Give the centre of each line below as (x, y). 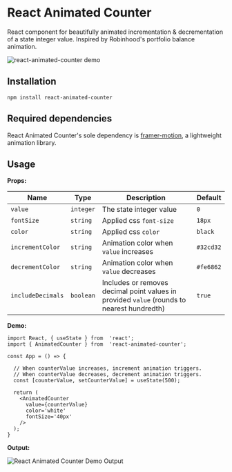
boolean (83, 296)
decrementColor (36, 267)
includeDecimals (37, 296)
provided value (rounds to (144, 300)
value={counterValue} (57, 405)
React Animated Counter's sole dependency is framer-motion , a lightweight (115, 135)
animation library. (32, 142)
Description (146, 198)
